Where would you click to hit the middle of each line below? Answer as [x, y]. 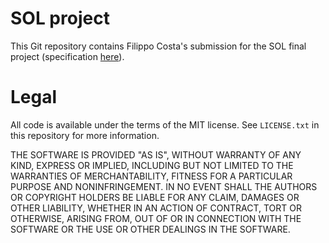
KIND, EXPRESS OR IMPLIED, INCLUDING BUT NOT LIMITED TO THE [152, 165]
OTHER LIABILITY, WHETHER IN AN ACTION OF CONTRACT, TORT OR [156, 208]
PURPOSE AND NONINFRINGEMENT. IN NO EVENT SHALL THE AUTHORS [164, 186]
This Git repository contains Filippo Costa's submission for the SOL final [158, 46]
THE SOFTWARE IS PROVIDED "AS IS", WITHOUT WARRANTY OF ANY [156, 154]
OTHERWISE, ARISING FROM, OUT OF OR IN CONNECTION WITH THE [156, 218]
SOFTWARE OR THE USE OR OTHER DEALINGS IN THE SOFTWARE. [150, 229]
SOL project [60, 18]
